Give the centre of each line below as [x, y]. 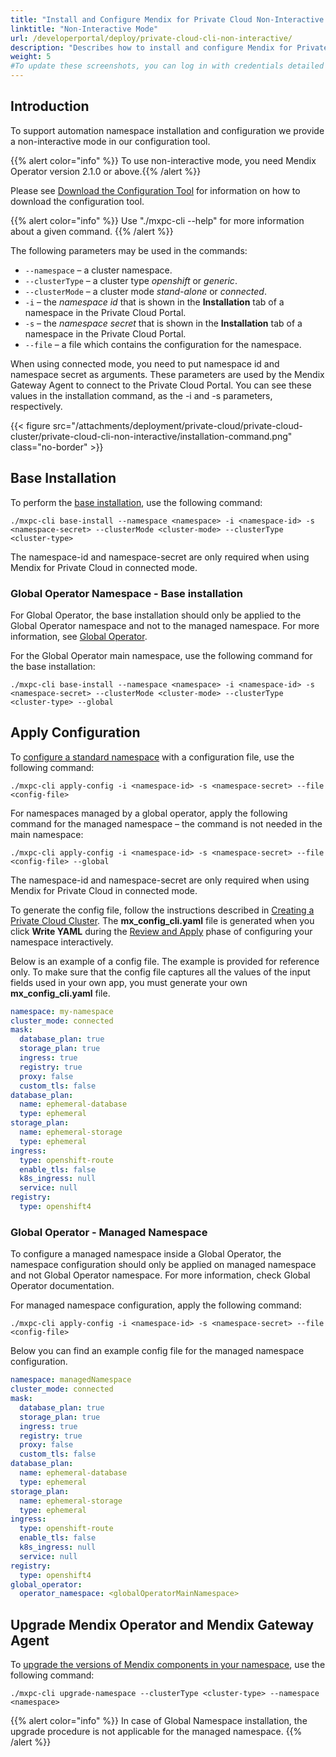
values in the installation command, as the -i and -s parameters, [141, 395]
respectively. [36, 406]
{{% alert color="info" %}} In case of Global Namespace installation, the [159, 1721]
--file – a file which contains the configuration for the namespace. [163, 344]
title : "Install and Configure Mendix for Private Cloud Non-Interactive [167, 19]
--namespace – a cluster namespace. [98, 270]
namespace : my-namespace [62, 1011]
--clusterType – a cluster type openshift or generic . [131, 280]
